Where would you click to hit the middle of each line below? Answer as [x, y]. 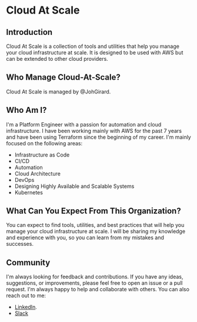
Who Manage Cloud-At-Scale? [63, 77]
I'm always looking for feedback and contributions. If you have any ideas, [95, 277]
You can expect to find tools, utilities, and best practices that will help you [95, 225]
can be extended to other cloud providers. [57, 59]
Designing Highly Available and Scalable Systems [74, 186]
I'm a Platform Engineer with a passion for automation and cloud [84, 124]
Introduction [29, 32]
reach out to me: [26, 295]
